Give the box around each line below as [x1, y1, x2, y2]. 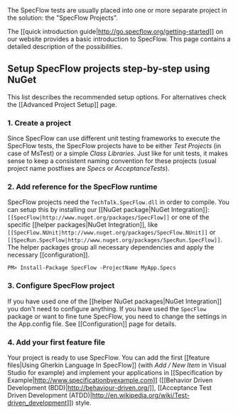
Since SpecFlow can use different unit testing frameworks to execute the [7, 134, 220, 142]
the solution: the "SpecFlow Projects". [7, 13, 119, 22]
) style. [70, 398, 92, 407]
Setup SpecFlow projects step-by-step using [7, 63, 210, 75]
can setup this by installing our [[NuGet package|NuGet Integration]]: [7, 206, 210, 214]
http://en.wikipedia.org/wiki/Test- [92, 391, 190, 399]
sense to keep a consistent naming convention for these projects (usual [7, 157, 217, 165]
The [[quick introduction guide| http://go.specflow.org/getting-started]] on [7, 28, 224, 35]
